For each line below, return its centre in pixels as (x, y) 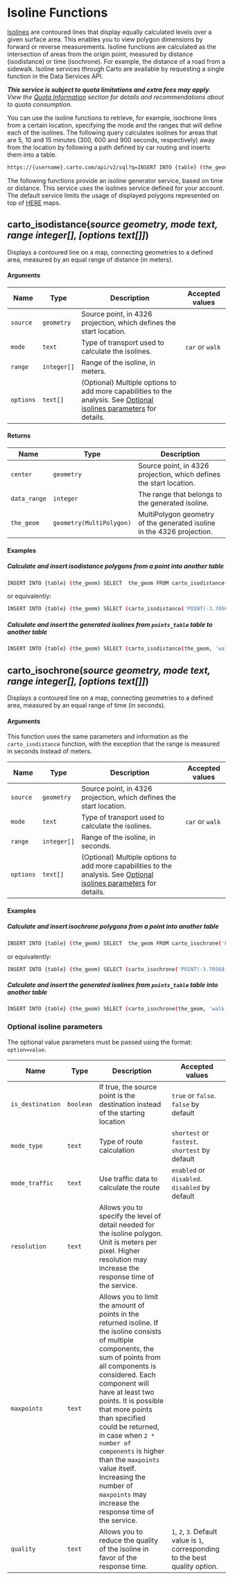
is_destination (36, 1104)
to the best (189, 1557)
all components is (128, 1366)
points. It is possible (131, 1400)
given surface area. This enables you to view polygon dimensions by (105, 39)
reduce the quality (128, 1540)
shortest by (191, 1150)
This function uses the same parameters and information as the (98, 737)
